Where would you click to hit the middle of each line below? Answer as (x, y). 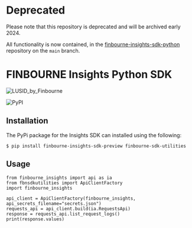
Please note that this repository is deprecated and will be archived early (94, 27)
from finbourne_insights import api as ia (59, 178)
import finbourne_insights (39, 188)
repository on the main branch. (43, 50)
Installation (27, 121)
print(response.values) (35, 219)
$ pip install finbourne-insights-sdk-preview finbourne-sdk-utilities (96, 146)
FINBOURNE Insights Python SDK (89, 75)
